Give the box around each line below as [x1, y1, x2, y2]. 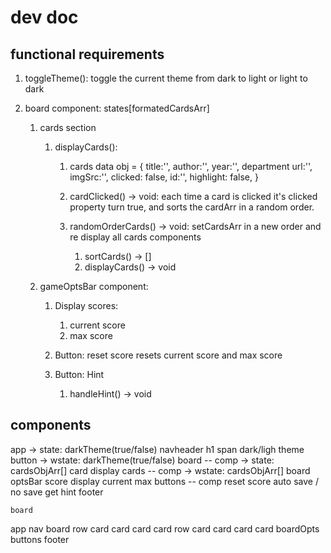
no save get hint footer [10, 486, 104, 498]
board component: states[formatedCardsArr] [24, 102, 210, 114]
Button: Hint [54, 369, 105, 380]
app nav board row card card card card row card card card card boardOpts [10, 522, 320, 535]
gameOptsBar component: [39, 281, 149, 292]
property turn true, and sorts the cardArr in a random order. [69, 201, 315, 213]
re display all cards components [69, 231, 202, 243]
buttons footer [10, 533, 70, 545]
